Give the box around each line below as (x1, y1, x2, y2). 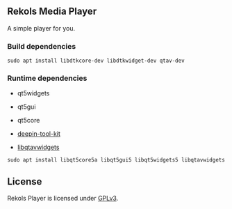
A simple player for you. (7, 24, 75, 32)
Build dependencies (7, 41, 76, 51)
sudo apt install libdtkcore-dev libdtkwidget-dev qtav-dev (7, 57, 185, 65)
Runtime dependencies (7, 73, 88, 83)
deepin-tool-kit (17, 130, 61, 138)
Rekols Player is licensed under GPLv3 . (7, 194, 119, 203)
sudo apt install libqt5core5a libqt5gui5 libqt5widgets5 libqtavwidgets (7, 157, 226, 164)
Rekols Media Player (7, 6, 97, 17)
